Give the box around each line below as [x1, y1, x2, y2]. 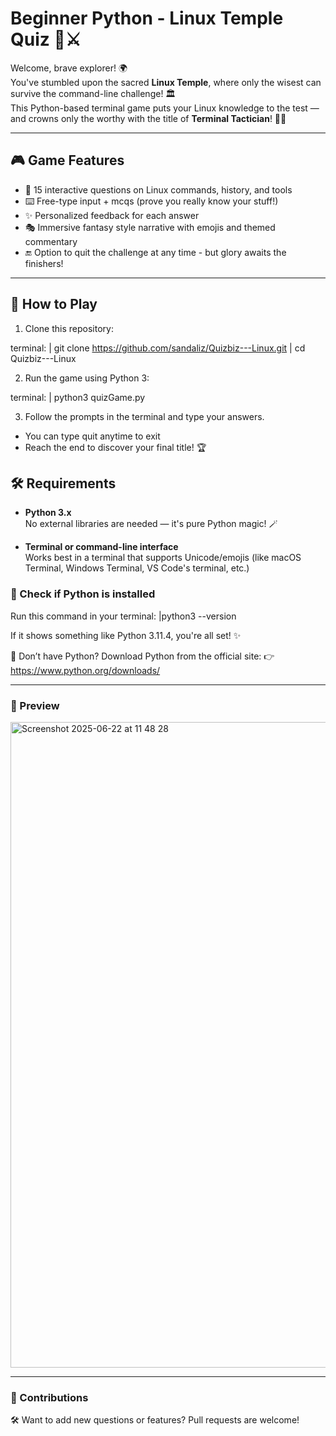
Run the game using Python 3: [24, 372, 150, 384]
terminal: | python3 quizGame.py [10, 391, 146, 403]
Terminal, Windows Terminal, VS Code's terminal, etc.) [24, 562, 250, 574]
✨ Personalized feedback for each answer [24, 209, 200, 221]
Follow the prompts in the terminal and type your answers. [24, 410, 265, 422]
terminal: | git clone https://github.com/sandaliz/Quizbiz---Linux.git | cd [10, 342, 306, 354]
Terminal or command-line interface [24, 541, 179, 553]
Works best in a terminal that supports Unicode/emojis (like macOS [24, 552, 302, 564]
